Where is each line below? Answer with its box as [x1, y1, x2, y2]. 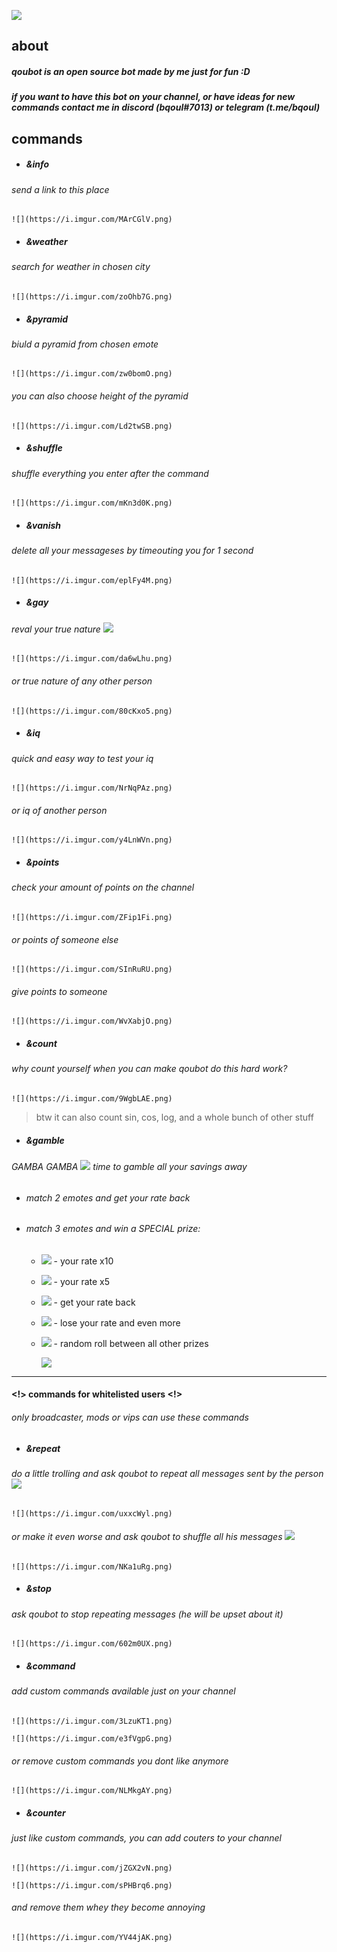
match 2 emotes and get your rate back [25, 1191, 191, 1204]
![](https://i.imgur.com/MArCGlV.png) [11, 215, 173, 225]
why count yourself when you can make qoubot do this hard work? [11, 1063, 288, 1075]
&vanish [25, 519, 62, 531]
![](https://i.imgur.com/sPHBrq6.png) [11, 1880, 173, 1890]
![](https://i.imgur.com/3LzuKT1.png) [11, 1716, 173, 1726]
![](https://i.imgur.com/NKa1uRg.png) [11, 1561, 173, 1572]
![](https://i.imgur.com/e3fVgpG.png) [11, 1733, 173, 1744]
